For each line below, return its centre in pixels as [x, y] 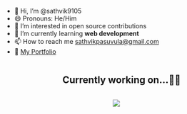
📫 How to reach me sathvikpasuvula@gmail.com [86, 41]
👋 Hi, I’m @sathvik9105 [48, 11]
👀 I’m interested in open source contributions [80, 26]
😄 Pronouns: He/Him [45, 18]
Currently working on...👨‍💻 [122, 80]
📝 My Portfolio [35, 52]
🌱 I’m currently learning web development [76, 33]
